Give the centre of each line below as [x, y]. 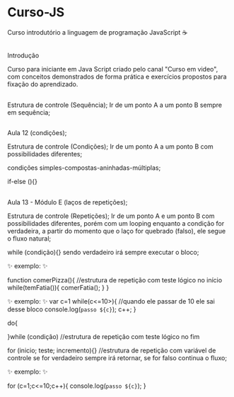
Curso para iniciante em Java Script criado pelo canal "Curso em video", [113, 69]
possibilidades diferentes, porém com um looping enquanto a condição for [116, 223]
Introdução [23, 56]
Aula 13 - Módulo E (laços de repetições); [68, 202]
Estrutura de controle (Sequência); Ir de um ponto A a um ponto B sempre [115, 105]
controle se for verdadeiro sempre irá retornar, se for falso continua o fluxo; [117, 357]
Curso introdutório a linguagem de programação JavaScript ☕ [98, 32]
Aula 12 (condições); [37, 133]
